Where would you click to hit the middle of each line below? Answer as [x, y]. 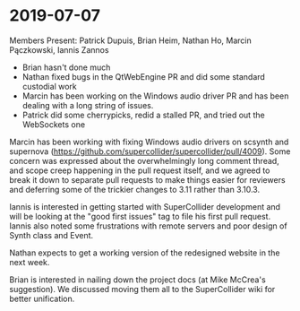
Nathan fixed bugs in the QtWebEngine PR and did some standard [144, 76]
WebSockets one [54, 124]
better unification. [42, 298]
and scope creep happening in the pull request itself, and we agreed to [140, 170]
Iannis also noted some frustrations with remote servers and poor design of [149, 226]
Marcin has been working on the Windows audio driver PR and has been [155, 96]
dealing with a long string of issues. [88, 105]
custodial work [50, 86]
